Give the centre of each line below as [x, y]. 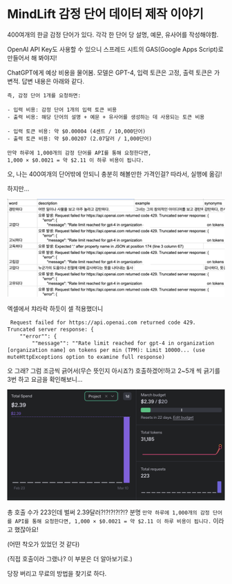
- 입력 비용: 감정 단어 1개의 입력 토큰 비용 [62, 110]
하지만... [18, 188]
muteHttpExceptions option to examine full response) [86, 357]
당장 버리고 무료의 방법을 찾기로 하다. [57, 573]
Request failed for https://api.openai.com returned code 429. [103, 323]
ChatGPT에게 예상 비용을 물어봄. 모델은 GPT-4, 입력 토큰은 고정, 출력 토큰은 [110, 72]
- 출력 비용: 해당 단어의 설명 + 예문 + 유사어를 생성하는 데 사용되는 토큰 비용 [106, 117]
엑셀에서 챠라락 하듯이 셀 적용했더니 [55, 309]
